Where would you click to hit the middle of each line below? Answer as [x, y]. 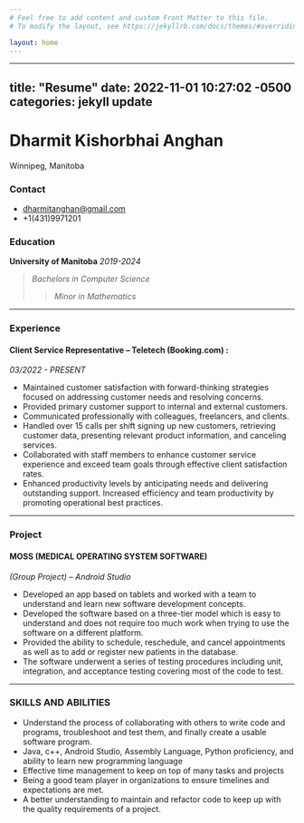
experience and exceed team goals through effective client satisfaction [155, 464]
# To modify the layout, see [64, 26]
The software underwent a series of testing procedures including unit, [152, 661]
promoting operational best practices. [93, 503]
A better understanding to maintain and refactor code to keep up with [152, 799]
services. [39, 445]
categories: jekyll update [81, 102]
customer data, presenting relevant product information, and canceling [154, 436]
